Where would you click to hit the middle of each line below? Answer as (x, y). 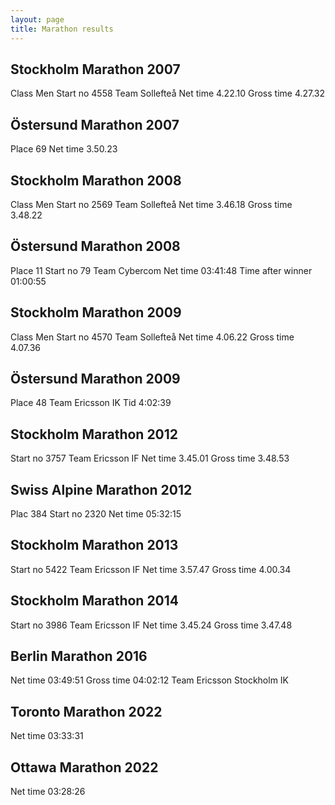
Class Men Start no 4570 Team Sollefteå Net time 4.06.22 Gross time (152, 337)
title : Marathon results (62, 29)
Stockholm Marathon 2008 (96, 180)
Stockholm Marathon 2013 (94, 545)
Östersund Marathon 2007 (95, 124)
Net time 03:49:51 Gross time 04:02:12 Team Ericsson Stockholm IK (150, 680)
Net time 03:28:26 (48, 792)
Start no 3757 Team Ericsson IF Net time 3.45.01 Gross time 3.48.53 (150, 458)
